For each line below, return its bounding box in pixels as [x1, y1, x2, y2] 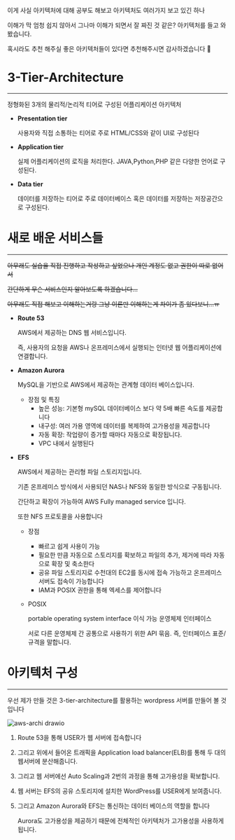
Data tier [17, 179, 43, 188]
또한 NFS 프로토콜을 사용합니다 [17, 512, 103, 521]
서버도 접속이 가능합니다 [38, 577, 104, 585]
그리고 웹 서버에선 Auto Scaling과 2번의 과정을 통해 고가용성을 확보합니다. [17, 771, 220, 780]
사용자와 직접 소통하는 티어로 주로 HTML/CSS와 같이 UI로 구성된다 [17, 128, 199, 137]
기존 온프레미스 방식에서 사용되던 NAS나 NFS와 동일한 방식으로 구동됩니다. [17, 482, 222, 490]
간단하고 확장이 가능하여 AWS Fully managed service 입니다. [17, 497, 187, 506]
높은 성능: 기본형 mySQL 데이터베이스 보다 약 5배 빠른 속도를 [38, 404, 205, 412]
